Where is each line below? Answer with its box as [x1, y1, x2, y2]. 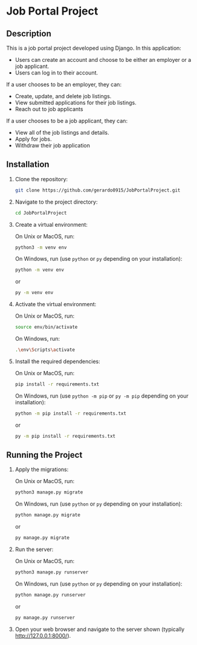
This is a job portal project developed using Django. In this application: [6, 44, 181, 52]
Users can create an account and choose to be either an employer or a [15, 56, 192, 63]
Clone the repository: [15, 175, 68, 182]
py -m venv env [15, 290, 54, 296]
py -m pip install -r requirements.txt [15, 433, 116, 439]
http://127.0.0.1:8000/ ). [15, 632, 71, 639]
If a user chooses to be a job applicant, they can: [6, 117, 128, 124]
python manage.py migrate [15, 512, 80, 518]
